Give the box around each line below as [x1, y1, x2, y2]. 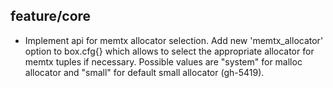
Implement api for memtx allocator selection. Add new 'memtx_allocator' [24, 34, 324, 46]
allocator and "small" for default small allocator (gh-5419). [24, 66, 265, 78]
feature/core [10, 8, 92, 25]
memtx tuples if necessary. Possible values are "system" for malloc [24, 55, 303, 68]
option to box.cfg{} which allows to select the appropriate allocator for [24, 45, 315, 57]
